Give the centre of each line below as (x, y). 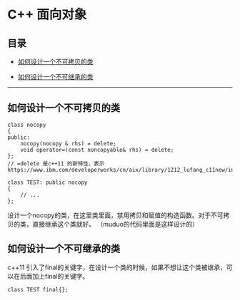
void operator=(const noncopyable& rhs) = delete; (97, 150)
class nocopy (27, 125)
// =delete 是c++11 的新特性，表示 (56, 164)
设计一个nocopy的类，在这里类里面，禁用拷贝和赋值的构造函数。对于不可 (115, 215)
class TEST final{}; (38, 289)
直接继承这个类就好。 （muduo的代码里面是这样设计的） (115, 224)
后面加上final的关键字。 (54, 276)
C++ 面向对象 (47, 15)
